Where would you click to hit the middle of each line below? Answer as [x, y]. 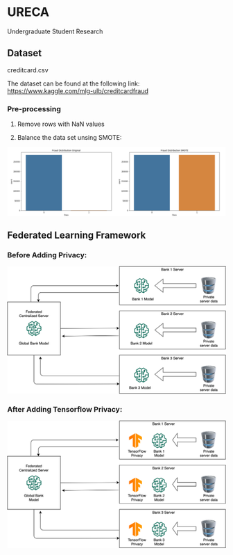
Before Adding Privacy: [47, 255]
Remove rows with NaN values [61, 124]
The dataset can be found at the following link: [74, 83]
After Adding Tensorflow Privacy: [65, 409]
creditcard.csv [28, 70]
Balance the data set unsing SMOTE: [69, 138]
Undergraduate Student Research [55, 31]
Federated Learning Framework [77, 235]
